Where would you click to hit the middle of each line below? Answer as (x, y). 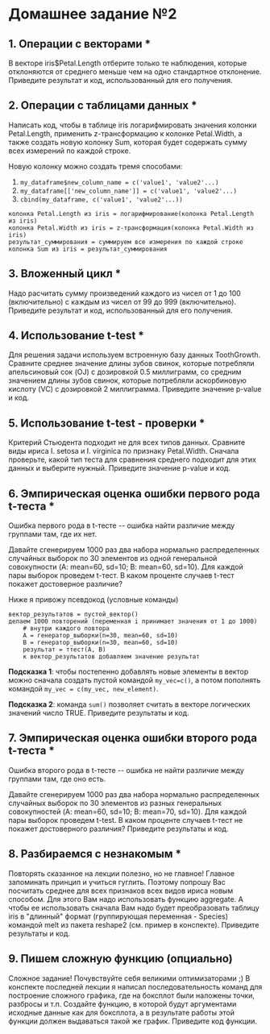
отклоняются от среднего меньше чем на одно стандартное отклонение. (135, 72)
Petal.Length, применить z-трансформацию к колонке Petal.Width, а (125, 133)
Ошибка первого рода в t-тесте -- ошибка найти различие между (122, 525)
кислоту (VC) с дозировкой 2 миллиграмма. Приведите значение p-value (135, 389)
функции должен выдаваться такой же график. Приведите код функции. (133, 1021)
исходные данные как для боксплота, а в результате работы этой (122, 1012)
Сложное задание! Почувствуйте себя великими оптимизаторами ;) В (129, 978)
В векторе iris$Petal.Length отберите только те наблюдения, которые (128, 63)
